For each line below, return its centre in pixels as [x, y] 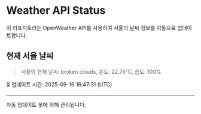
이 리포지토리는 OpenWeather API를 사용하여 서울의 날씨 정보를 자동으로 [91, 28]
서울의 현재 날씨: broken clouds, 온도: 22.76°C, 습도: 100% [91, 71]
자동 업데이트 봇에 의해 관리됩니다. [46, 104]
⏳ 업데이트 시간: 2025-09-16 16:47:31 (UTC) [59, 84]
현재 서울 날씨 [30, 56]
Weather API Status [56, 10]
